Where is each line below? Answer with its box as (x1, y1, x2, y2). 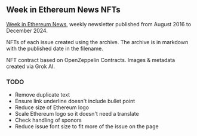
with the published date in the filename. (6, 45, 103, 52)
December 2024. (6, 27, 48, 34)
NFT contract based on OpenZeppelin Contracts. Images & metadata (6, 56, 176, 63)
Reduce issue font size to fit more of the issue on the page (14, 123, 159, 130)
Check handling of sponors (14, 116, 82, 124)
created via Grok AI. (6, 63, 56, 70)
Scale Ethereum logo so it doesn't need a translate (14, 110, 139, 118)
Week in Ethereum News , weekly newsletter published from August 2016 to (6, 20, 192, 27)
